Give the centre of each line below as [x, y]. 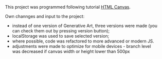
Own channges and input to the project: [45, 16]
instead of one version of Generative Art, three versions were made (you [85, 26]
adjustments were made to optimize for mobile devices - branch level [81, 46]
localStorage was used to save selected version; [61, 36]
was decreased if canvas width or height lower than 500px [71, 51]
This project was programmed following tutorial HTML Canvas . [68, 7]
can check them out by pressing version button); [61, 31]
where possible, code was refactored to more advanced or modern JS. [83, 41]
